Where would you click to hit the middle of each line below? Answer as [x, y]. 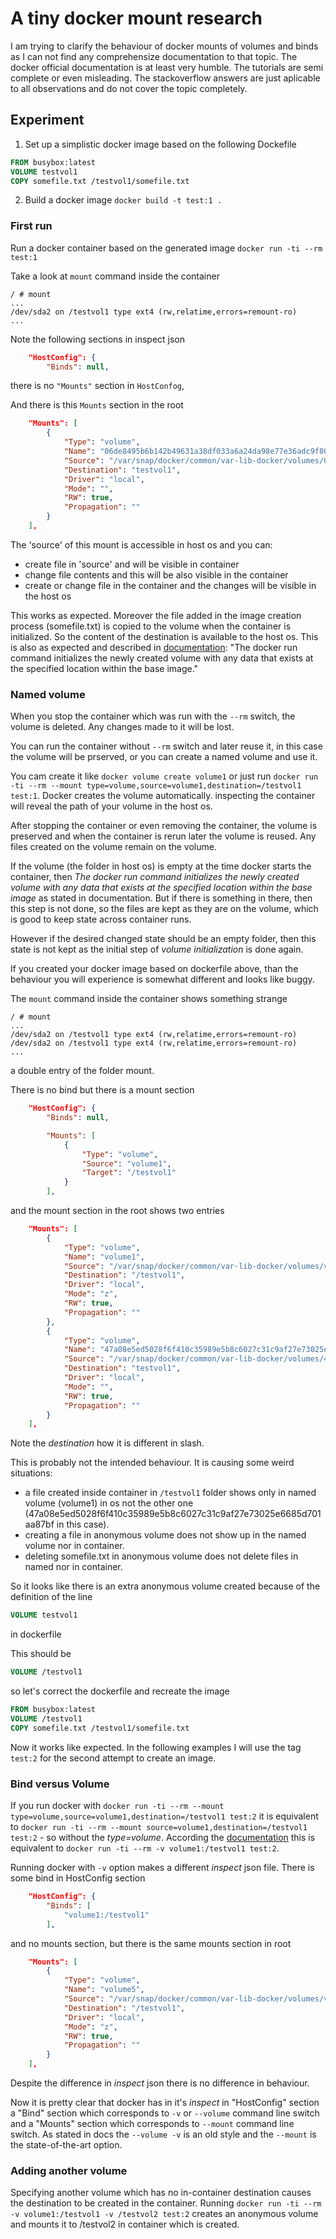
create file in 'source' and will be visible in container [132, 564]
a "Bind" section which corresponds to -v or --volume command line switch [165, 2113]
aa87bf [39, 1524]
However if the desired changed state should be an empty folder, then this [163, 939]
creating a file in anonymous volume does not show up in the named [165, 1535]
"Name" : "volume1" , [104, 1257]
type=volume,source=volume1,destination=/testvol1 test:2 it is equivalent [164, 1816]
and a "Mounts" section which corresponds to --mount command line [152, 2124]
